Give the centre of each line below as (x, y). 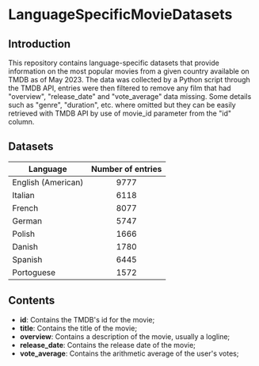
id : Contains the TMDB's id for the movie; (87, 319)
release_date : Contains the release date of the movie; (108, 345)
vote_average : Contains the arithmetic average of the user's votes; (129, 353)
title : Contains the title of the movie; (78, 328)
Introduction (40, 44)
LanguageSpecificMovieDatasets (120, 15)
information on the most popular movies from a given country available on (129, 71)
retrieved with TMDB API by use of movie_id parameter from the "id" (120, 113)
